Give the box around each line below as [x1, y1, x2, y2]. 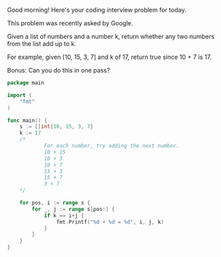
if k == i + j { [43, 212, 84, 219]
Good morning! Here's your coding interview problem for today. [7, 6, 187, 14]
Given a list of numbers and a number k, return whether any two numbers [7, 32, 215, 40]
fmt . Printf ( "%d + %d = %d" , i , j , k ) [56, 219, 165, 225]
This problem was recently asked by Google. [7, 19, 134, 27]
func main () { [7, 117, 48, 124]
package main [7, 79, 45, 86]
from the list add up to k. [7, 40, 77, 47]
